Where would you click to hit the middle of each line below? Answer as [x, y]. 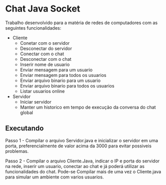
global [26, 112]
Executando [24, 128]
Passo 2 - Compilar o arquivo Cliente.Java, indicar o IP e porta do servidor [82, 161]
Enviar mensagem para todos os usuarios [63, 75]
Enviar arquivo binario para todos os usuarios [67, 85]
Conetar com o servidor [45, 43]
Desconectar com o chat [46, 59]
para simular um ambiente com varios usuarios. [55, 177]
